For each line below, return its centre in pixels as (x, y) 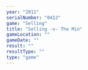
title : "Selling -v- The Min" (45, 29)
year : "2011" (23, 12)
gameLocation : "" (28, 35)
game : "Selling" (27, 23)
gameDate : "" (23, 40)
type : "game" (23, 57)
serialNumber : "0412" (34, 18)
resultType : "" (25, 52)
